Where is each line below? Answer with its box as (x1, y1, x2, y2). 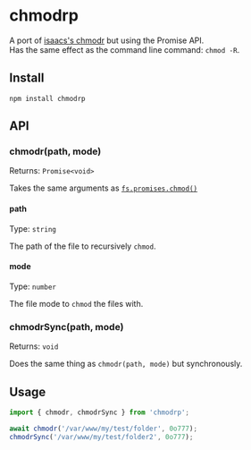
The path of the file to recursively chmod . (9, 241, 156, 251)
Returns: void (9, 341, 59, 352)
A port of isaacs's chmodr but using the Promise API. (9, 35, 205, 46)
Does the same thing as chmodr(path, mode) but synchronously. (9, 359, 243, 369)
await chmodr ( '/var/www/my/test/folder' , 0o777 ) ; (9, 424, 198, 433)
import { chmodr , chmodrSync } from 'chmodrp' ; (9, 408, 190, 417)
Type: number (9, 281, 56, 292)
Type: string (9, 223, 56, 233)
